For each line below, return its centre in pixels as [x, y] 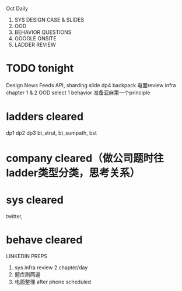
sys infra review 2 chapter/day [51, 267]
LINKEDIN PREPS [27, 256]
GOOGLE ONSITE [35, 38]
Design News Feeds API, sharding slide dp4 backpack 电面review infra [91, 85]
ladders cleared [45, 117]
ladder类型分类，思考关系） [73, 173]
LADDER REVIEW [35, 44]
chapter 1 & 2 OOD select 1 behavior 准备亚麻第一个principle [78, 93]
